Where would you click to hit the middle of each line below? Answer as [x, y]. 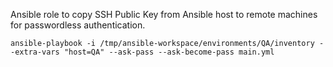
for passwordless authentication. [78, 25]
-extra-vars [35, 52]
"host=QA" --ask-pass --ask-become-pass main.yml [169, 52]
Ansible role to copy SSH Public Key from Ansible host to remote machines [164, 14]
